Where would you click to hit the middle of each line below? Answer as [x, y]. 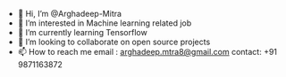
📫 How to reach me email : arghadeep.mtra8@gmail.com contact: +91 [147, 52]
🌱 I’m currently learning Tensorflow [82, 32]
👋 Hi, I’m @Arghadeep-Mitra [70, 14]
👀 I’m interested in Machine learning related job [105, 23]
